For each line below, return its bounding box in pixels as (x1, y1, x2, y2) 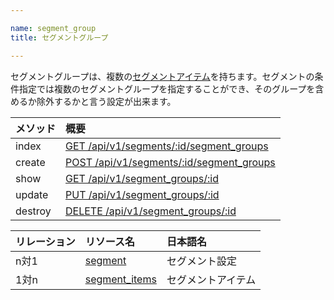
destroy (15, 204, 52, 218)
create (15, 155, 46, 169)
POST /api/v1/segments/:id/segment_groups (65, 155, 276, 169)
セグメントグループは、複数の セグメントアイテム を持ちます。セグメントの (10, 70, 315, 82)
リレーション (15, 234, 76, 248)
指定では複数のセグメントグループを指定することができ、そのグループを (18, 82, 316, 95)
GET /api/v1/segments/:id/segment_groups (65, 139, 269, 153)
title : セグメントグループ (10, 32, 109, 43)
